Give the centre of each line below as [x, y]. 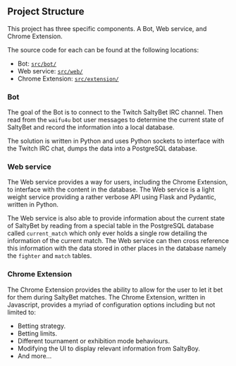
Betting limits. [37, 333]
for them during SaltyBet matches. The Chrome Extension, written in [106, 297]
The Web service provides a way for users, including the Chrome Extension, [118, 182]
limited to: [22, 312]
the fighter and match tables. [50, 256]
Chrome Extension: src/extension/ [68, 78]
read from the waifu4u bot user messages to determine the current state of [116, 120]
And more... [35, 355]
